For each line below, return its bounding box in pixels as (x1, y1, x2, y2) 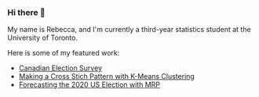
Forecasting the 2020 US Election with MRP (18, 80, 161, 89)
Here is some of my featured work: (7, 48, 120, 58)
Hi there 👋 (7, 7, 46, 18)
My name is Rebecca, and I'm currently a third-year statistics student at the (7, 25, 252, 34)
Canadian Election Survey (18, 63, 103, 73)
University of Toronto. (7, 33, 78, 42)
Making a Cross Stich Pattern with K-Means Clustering (18, 72, 195, 81)
